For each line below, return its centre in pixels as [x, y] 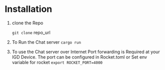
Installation [28, 9]
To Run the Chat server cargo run [46, 42]
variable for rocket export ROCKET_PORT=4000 [57, 62]
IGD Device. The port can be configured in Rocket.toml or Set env [79, 57]
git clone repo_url [31, 32]
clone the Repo [27, 23]
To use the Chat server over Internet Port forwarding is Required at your [86, 52]
